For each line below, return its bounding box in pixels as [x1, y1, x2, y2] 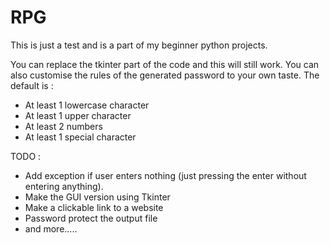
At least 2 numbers [24, 120, 103, 132]
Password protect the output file [24, 212, 158, 224]
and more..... [24, 222, 78, 235]
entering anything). [24, 180, 104, 192]
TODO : [10, 150, 42, 162]
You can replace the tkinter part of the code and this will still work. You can [10, 58, 320, 70]
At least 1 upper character [24, 109, 132, 121]
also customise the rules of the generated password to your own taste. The [10, 69, 320, 81]
